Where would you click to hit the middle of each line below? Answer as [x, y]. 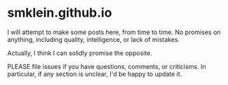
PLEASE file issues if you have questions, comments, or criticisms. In [107, 66]
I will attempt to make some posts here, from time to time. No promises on [114, 32]
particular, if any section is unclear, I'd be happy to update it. [95, 74]
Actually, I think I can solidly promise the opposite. [80, 53]
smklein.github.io [60, 13]
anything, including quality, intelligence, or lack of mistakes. [94, 39]
